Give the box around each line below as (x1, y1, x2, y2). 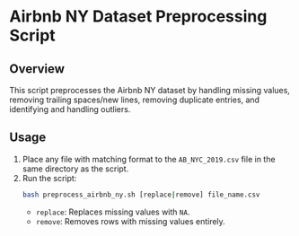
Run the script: (22, 172, 77, 183)
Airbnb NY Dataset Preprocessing (9, 6, 268, 27)
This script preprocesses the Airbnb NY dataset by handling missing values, (9, 85, 290, 95)
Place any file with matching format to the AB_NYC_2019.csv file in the (22, 153, 276, 164)
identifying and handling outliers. (9, 104, 131, 114)
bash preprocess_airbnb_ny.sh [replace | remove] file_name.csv (22, 190, 260, 199)
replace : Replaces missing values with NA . (35, 206, 190, 217)
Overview (9, 61, 66, 76)
